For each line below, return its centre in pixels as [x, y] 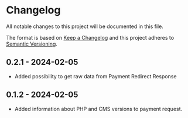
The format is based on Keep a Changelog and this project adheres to [90, 37]
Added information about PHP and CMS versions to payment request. [98, 109]
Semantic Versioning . [32, 44]
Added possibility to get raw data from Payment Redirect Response [95, 76]
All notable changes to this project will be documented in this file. [85, 26]
